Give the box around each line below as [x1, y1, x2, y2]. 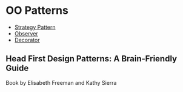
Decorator [14, 36, 40, 43]
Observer [14, 29, 39, 37]
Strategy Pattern [14, 23, 56, 31]
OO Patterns [5, 4, 69, 17]
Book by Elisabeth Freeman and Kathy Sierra [5, 79, 117, 86]
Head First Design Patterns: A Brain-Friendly [5, 54, 177, 64]
